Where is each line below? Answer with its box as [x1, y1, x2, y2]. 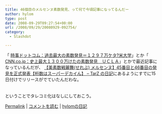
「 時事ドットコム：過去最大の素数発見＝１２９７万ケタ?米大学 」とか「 [5, 52, 149, 58]
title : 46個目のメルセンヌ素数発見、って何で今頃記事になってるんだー [5, 7, 130, 12]
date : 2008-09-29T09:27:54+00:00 [5, 20, 73, 26]
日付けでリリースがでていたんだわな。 [5, 76, 81, 82]
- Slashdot [9, 34, 32, 39]
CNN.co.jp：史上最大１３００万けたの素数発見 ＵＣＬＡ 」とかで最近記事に [5, 58, 158, 64]
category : [5, 30, 25, 34]
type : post [5, 16, 27, 21]
